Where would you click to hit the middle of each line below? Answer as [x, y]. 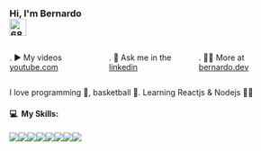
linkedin [123, 67]
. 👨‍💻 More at [221, 58]
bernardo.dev [224, 67]
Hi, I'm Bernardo [46, 13]
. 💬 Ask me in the [140, 58]
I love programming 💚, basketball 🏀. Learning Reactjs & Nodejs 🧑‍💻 [131, 93]
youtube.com [34, 67]
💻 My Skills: [34, 113]
